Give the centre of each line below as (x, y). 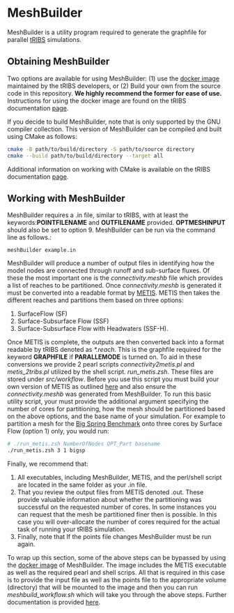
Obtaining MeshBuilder (58, 62)
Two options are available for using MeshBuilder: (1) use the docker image (114, 78)
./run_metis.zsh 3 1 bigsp (46, 451)
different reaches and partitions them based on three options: (95, 300)
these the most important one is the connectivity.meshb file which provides (115, 278)
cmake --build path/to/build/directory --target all (85, 156)
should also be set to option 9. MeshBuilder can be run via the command (111, 230)
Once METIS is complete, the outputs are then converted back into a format (116, 342)
